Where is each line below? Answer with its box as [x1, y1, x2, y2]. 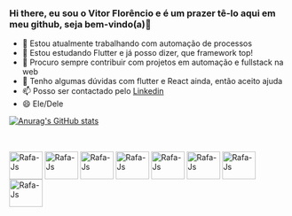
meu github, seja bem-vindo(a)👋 [9, 18, 152, 30]
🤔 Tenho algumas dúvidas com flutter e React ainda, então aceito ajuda [21, 76, 283, 87]
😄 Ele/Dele [21, 98, 64, 109]
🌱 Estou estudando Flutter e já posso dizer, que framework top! [21, 48, 254, 58]
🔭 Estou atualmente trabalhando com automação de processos [21, 38, 253, 49]
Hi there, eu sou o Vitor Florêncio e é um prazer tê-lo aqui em [9, 7, 276, 19]
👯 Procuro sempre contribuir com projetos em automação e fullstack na [21, 57, 284, 68]
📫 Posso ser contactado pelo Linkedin [21, 86, 164, 96]
